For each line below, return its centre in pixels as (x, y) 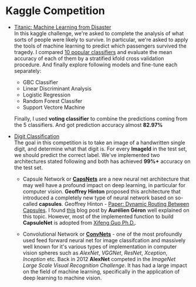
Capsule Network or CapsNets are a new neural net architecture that (106, 179)
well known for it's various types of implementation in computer (100, 246)
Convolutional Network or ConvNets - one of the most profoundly (102, 234)
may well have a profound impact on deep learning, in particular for (104, 185)
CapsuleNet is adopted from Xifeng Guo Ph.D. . (80, 222)
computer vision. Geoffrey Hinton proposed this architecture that (102, 191)
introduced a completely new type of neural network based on (98, 198)
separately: (28, 71)
